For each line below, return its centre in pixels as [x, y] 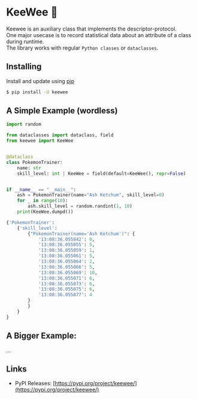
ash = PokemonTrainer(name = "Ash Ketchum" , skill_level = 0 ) [91, 195]
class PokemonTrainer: [34, 162]
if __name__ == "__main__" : [41, 190]
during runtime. [25, 41]
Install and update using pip [40, 81]
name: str [29, 168]
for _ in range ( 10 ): [43, 201]
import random [24, 124]
